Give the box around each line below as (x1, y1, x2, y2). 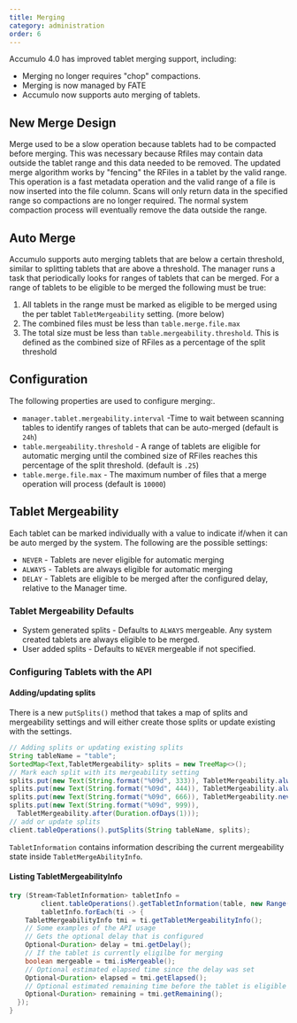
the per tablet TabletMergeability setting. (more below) (21, 309, 225, 319)
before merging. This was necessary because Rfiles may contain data (9, 148, 263, 159)
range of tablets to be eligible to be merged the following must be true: (9, 283, 267, 292)
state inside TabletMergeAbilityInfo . (9, 851, 143, 862)
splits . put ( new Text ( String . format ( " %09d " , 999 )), (9, 801, 200, 810)
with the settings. (9, 726, 72, 737)
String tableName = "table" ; (9, 751, 117, 760)
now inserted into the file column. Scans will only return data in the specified (9, 186, 288, 197)
